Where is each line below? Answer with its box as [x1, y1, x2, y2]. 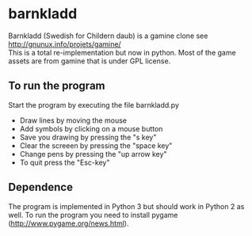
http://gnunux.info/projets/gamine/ [8, 39, 121, 48]
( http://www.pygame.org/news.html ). [8, 219, 129, 228]
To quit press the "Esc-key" [19, 158, 110, 167]
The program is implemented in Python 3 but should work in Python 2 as [8, 201, 245, 211]
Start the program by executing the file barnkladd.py [8, 100, 180, 109]
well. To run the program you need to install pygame [8, 210, 178, 219]
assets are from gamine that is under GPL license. [8, 56, 171, 66]
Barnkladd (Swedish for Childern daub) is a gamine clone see [8, 31, 208, 40]
